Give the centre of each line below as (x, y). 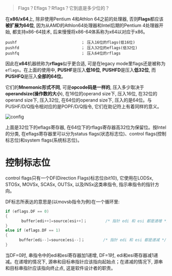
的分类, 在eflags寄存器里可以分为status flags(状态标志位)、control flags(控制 (86, 134)
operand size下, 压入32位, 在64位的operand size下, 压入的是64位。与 (79, 100)
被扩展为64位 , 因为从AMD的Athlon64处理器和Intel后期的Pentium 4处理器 (82, 25)
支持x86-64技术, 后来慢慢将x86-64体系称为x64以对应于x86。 (82, 32)
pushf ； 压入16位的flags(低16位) (70, 43)
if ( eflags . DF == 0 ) (27, 211)
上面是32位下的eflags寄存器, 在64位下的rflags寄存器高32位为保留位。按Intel (86, 127)
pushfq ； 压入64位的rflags (63, 53)
